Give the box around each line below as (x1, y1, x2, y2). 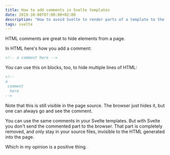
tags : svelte (5, 21, 33, 27)
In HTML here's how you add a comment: (5, 45, 92, 51)
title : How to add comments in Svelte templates (5, 7, 110, 13)
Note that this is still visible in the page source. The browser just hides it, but (5, 102, 165, 108)
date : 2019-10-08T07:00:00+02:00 (5, 12, 76, 17)
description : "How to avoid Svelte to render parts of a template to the (5, 17, 165, 22)
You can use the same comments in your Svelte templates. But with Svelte (5, 117, 160, 123)
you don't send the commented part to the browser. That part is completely (5, 123, 163, 129)
